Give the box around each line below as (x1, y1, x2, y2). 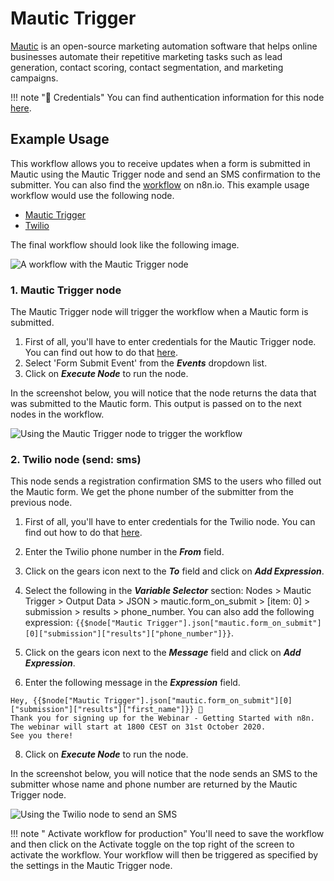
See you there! (10, 731, 74, 741)
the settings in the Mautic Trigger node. (10, 860, 173, 872)
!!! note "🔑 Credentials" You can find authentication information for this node (10, 91, 325, 103)
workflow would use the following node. (10, 189, 175, 201)
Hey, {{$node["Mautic (10, 696, 101, 706)
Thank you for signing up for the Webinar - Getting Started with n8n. (10, 713, 315, 724)
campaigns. (10, 72, 59, 84)
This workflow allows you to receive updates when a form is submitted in (10, 157, 311, 169)
